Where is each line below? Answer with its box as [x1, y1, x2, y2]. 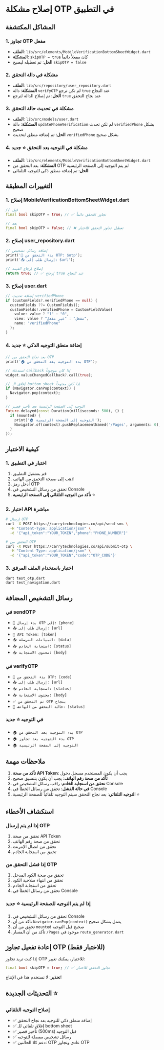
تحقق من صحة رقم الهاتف [12, 839, 60, 844]
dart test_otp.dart [5, 576, 45, 581]
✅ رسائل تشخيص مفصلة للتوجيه [12, 1034, 72, 1040]
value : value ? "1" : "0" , [14, 312, 69, 317]
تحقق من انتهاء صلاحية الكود [12, 877, 63, 883]
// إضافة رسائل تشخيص [5, 248, 48, 253]
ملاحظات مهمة [5, 757, 45, 766]
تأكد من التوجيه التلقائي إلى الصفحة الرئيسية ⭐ [12, 491, 96, 497]
